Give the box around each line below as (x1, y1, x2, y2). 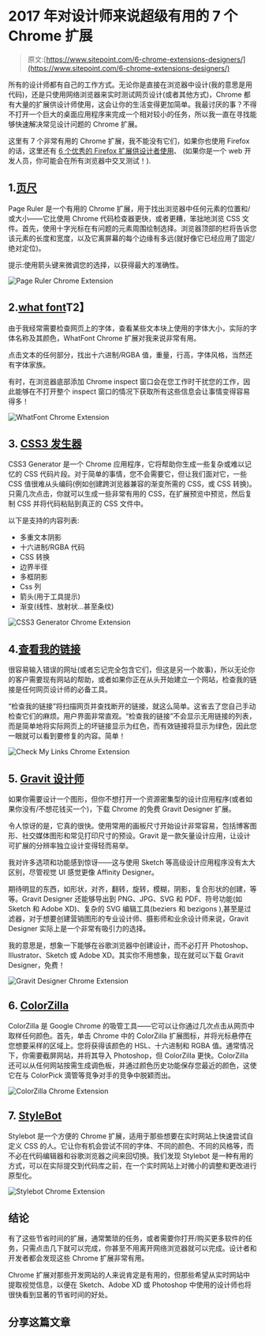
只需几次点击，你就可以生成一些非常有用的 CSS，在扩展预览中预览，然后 (8, 489, 246, 499)
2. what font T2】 (8, 301, 91, 315)
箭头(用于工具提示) (19, 592, 81, 602)
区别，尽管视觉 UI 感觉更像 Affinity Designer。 (8, 867, 159, 877)
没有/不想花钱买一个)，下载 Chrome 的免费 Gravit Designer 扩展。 (21, 804, 236, 813)
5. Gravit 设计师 (8, 772, 84, 785)
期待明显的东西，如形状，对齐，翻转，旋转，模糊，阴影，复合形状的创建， (8, 885, 250, 893)
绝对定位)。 (8, 243, 46, 253)
